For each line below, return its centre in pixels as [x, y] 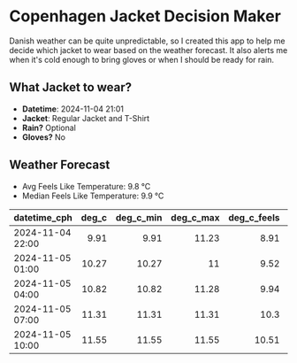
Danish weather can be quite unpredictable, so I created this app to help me [147, 41]
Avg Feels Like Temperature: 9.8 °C [86, 186]
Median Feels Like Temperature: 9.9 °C [93, 196]
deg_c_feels [254, 217]
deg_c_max [195, 217]
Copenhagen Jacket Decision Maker [145, 16]
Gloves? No [44, 137]
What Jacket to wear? [71, 87]
